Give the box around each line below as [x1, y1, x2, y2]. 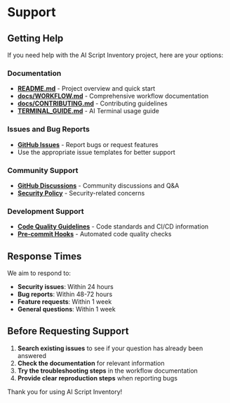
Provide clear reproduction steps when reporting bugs [17, 373, 177, 382]
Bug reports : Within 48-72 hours [17, 290, 113, 298]
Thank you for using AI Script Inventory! [7, 388, 123, 396]
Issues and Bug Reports [7, 124, 90, 134]
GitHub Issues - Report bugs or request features [17, 140, 159, 148]
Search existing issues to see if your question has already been [17, 344, 203, 352]
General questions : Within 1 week [17, 305, 116, 313]
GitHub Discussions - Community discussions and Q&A [17, 181, 180, 190]
